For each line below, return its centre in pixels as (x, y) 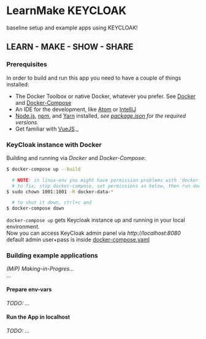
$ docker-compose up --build (44, 169)
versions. (27, 122)
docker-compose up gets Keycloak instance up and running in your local (96, 220)
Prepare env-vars (29, 289)
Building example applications (52, 256)
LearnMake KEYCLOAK (67, 11)
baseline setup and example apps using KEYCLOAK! (72, 28)
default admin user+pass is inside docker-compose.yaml (78, 240)
